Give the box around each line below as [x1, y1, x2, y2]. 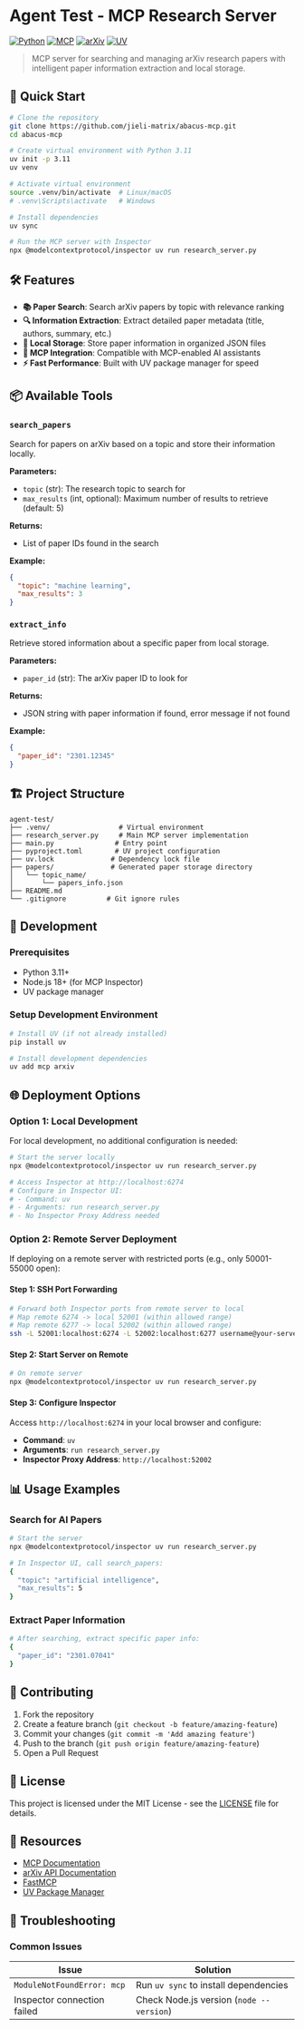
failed [14, 2005, 38, 2018]
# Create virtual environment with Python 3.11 [9, 146, 193, 155]
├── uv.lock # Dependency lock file [9, 854, 201, 863]
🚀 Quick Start [9, 89, 86, 104]
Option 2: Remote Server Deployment [9, 1233, 177, 1245]
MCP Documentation [22, 1858, 101, 1868]
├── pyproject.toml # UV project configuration [9, 846, 221, 855]
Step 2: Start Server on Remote [9, 1349, 128, 1360]
